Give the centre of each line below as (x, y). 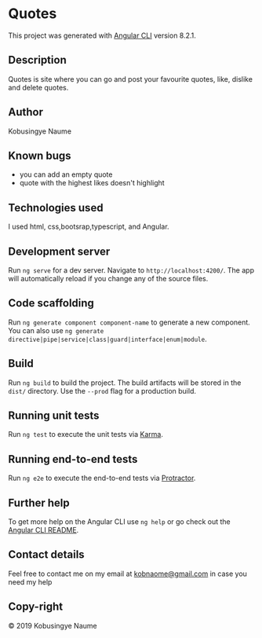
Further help (39, 502)
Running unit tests (54, 416)
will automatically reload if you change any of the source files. (108, 279)
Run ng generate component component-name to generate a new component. (129, 322)
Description (37, 60)
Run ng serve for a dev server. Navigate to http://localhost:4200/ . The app (131, 270)
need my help (30, 581)
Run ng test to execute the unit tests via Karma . (86, 434)
